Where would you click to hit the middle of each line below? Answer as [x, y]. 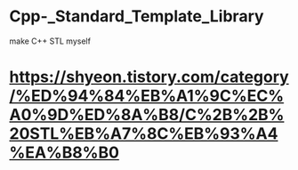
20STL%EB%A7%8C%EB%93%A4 [144, 134]
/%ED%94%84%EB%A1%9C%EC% [147, 96]
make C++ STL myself [50, 41]
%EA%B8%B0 [64, 153]
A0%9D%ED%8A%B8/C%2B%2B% [147, 115]
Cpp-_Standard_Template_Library [137, 16]
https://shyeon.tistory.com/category [149, 77]
